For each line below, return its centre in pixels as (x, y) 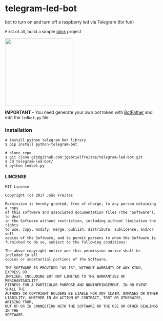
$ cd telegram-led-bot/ (29, 161)
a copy (12, 208)
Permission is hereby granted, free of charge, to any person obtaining (81, 204)
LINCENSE (16, 177)
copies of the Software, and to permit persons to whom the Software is (81, 238)
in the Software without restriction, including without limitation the (81, 221)
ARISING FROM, (20, 302)
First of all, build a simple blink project (43, 31)
